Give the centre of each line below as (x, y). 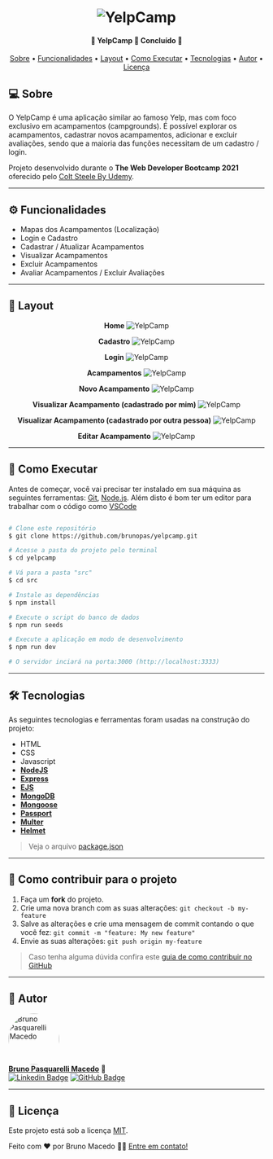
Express (34, 779)
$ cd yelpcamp (32, 558)
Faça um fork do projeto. (62, 899)
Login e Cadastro (49, 238)
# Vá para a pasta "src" (50, 573)
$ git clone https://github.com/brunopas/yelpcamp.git (103, 536)
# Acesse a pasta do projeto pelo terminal (83, 551)
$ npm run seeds (36, 625)
